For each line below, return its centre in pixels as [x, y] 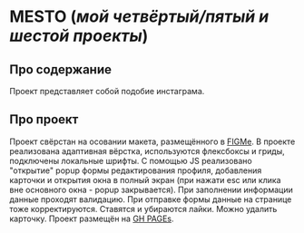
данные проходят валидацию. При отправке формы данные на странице [151, 199]
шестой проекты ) [79, 36]
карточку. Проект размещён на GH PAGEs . [92, 218]
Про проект [44, 120]
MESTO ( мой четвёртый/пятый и [139, 17]
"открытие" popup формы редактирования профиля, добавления [136, 170]
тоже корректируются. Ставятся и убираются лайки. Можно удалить [143, 209]
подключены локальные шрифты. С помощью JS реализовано [131, 160]
